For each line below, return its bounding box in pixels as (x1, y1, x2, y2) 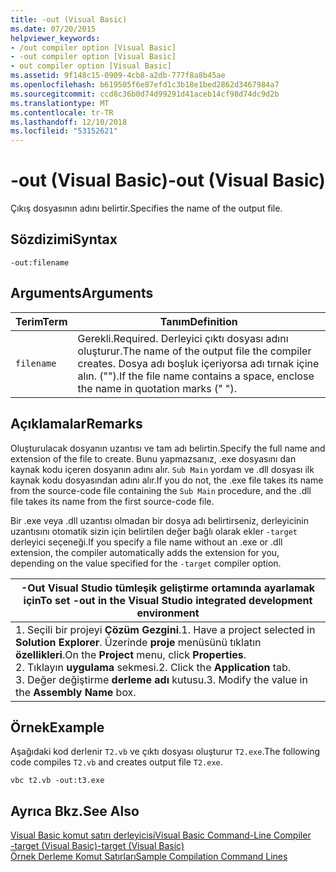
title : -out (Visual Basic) (10, 14, 128, 25)
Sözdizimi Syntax (10, 231, 118, 248)
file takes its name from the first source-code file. (10, 495, 215, 507)
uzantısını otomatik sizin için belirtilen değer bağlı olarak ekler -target (10, 525, 298, 537)
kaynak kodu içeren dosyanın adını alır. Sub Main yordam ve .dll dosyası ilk (10, 463, 315, 475)
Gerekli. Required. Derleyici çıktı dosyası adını (77, 331, 289, 345)
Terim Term (15, 314, 68, 328)
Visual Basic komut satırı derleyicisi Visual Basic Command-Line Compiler (10, 829, 312, 841)
